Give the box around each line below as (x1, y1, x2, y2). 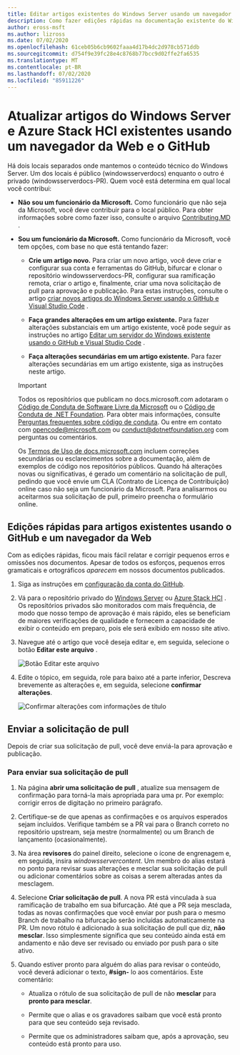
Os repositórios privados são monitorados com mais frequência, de (17, 601, 216, 610)
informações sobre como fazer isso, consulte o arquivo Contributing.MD (17, 214, 231, 222)
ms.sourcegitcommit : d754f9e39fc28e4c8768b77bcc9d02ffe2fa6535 (7, 51, 200, 58)
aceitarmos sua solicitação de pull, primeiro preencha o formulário (17, 492, 214, 501)
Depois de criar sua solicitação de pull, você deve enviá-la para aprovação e (7, 741, 233, 750)
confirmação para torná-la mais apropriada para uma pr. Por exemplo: (17, 791, 224, 800)
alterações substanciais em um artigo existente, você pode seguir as (28, 323, 231, 332)
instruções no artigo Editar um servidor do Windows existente (28, 331, 211, 339)
